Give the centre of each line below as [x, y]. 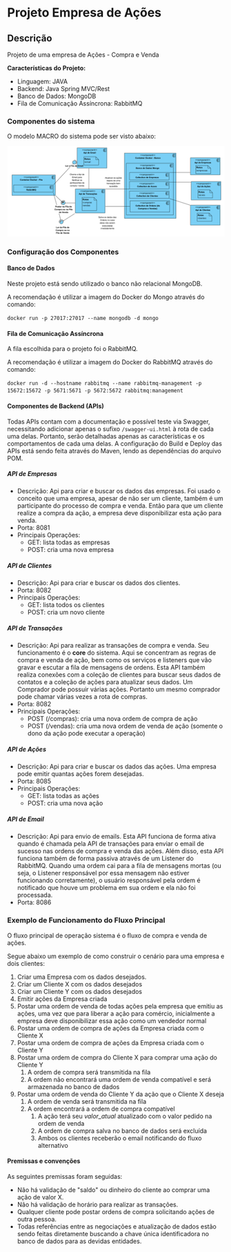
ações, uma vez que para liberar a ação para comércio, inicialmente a [116, 1013]
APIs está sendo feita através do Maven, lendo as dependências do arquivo [114, 450]
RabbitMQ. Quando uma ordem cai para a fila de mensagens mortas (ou [119, 866]
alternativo [53, 1145]
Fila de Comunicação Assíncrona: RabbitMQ [80, 103]
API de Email [26, 819]
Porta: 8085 [34, 782]
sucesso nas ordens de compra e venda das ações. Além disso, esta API [120, 851]
